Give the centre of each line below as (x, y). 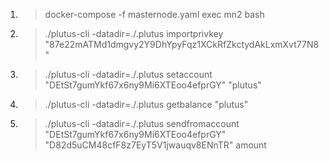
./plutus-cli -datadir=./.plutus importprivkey (134, 33)
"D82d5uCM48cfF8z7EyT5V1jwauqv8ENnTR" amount (155, 145)
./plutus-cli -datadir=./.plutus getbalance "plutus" (146, 104)
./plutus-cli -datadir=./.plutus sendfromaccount (142, 123)
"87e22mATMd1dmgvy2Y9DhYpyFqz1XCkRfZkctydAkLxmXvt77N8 (182, 44)
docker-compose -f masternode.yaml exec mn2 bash (154, 14)
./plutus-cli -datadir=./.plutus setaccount (128, 74)
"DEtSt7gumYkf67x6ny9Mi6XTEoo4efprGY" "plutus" (153, 85)
